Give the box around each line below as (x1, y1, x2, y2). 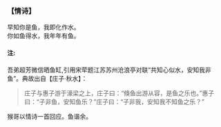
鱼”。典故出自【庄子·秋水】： (7, 74, 88, 82)
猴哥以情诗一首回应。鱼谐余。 (7, 112, 92, 120)
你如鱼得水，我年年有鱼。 (7, 32, 80, 40)
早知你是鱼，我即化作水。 (7, 23, 80, 32)
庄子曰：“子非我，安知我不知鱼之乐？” (96, 97, 205, 106)
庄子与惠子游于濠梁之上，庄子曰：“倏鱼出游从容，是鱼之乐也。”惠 (23, 88, 209, 97)
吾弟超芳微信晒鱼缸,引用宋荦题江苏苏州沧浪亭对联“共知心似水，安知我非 (7, 66, 212, 74)
